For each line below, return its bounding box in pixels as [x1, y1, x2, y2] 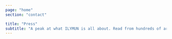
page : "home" [5, 7, 33, 13]
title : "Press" [5, 21, 38, 26]
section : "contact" [5, 12, 47, 17]
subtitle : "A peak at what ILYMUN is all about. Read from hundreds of [5, 26, 161, 31]
